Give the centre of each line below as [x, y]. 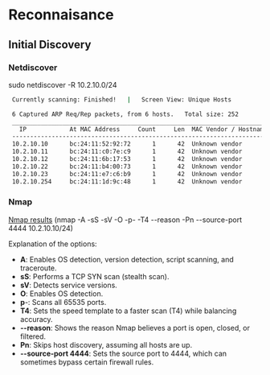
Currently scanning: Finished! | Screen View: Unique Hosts [121, 99]
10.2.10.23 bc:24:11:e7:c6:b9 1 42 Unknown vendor [127, 174]
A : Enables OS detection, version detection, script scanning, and [127, 259]
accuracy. [37, 319]
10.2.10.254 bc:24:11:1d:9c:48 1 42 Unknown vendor [127, 181]
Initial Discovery [50, 45]
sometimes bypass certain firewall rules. [87, 362]
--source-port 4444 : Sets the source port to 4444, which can [123, 353]
